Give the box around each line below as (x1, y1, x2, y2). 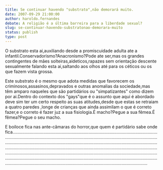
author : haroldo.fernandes (5, 16, 60, 21)
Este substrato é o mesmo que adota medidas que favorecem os (5, 78, 135, 84)
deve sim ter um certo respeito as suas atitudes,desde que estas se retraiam (5, 99, 159, 105)
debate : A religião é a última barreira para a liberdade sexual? (5, 21, 143, 26)
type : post (5, 35, 27, 40)
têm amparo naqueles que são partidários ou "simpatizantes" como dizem (5, 88, 154, 94)
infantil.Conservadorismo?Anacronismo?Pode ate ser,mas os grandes (5, 53, 145, 59)
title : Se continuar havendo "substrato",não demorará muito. (5, 7, 134, 12)
